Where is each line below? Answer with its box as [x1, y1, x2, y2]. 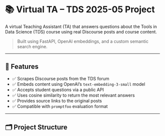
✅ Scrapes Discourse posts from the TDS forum [12, 75, 110, 81]
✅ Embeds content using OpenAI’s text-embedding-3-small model [12, 81, 146, 87]
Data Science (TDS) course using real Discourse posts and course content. [5, 29, 157, 34]
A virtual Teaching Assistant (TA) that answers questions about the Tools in [5, 23, 157, 30]
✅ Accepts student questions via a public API [12, 87, 104, 93]
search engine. [17, 43, 48, 49]
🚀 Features [5, 63, 39, 71]
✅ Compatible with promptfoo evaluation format [12, 103, 108, 109]
